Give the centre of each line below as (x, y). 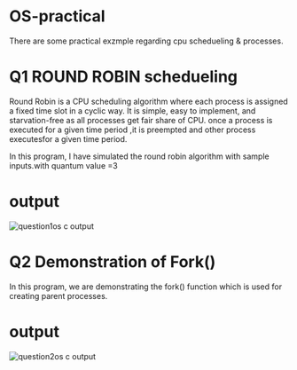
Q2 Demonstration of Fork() (113, 262)
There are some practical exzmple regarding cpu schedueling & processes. (146, 41)
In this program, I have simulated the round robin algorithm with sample (139, 156)
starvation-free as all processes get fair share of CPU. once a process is (141, 120)
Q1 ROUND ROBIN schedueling (123, 77)
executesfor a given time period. (68, 138)
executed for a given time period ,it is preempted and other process (133, 130)
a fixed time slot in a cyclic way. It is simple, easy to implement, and (133, 110)
